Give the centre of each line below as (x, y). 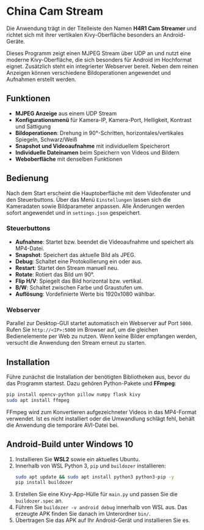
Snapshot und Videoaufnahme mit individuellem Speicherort (92, 146)
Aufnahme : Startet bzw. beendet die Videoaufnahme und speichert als (104, 242)
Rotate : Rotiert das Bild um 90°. (55, 274)
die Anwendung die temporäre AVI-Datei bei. (63, 425)
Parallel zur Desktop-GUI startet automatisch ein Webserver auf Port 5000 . (100, 323)
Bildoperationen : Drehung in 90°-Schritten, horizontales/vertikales (100, 132)
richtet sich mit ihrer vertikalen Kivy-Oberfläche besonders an (84, 34)
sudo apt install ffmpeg (38, 400)
